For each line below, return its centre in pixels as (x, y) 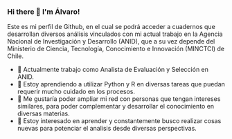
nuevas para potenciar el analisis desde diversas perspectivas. (107, 129)
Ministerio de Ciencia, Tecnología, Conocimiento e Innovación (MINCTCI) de (116, 49)
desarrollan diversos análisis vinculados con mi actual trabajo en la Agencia (115, 34)
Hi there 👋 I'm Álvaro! (44, 12)
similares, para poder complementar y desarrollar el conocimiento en (116, 106)
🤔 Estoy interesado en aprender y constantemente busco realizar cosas (119, 121)
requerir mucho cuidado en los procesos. (76, 92)
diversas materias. (44, 113)
